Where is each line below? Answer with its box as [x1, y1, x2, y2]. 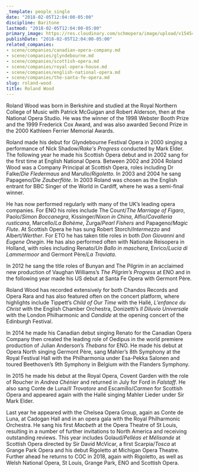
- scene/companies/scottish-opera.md [6, 58, 99, 64]
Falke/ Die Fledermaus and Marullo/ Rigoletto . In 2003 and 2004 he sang [6, 170, 181, 177]
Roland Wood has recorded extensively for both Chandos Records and [6, 286, 178, 293]
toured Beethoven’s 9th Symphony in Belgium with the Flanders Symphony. [6, 361, 190, 368]
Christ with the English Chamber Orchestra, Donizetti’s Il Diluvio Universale [6, 305, 188, 312]
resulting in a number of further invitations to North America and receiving [6, 428, 187, 435]
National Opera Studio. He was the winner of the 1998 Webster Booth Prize [6, 114, 190, 121]
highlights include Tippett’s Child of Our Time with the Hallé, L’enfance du [6, 298, 186, 306]
